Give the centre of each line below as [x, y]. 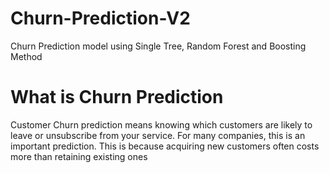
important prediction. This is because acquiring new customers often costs [165, 146]
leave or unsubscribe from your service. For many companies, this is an [158, 135]
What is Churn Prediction [117, 97]
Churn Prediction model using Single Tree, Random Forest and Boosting [158, 46]
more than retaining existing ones [79, 156]
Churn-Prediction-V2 [100, 18]
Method [26, 56]
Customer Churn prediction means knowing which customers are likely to [161, 124]
